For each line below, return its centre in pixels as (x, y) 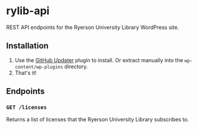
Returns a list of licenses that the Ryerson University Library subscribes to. (98, 120)
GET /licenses (26, 107)
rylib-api (28, 11)
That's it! (26, 73)
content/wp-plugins (39, 67)
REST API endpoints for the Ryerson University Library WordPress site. (93, 27)
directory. (76, 66)
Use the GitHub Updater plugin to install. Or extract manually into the (99, 60)
